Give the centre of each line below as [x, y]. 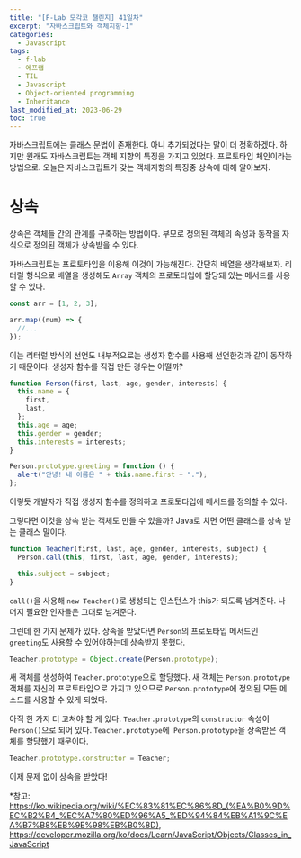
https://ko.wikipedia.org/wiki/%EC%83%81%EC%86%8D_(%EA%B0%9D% [150, 806]
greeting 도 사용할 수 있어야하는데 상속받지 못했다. [97, 642]
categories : [31, 34]
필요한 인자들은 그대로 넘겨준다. [81, 611]
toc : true [28, 118]
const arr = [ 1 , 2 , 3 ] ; [54, 304]
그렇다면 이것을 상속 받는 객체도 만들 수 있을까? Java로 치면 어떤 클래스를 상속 [146, 521]
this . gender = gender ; [60, 433]
